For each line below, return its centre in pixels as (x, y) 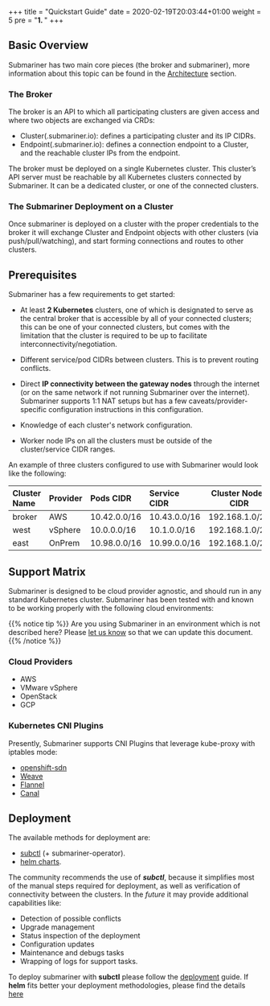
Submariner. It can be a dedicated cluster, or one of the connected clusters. (133, 186)
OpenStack (39, 696)
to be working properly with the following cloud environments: (111, 608)
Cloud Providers (41, 662)
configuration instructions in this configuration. (125, 410)
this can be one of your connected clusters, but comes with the (125, 327)
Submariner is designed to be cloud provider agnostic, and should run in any (135, 592)
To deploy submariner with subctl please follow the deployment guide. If (129, 977)
